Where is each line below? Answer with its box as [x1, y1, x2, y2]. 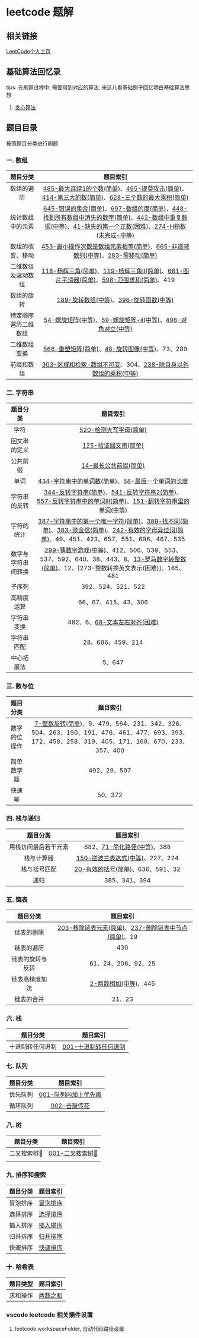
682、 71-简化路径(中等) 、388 [84, 842, 171, 851]
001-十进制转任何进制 [62, 1043, 126, 1051]
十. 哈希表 [6, 1263, 34, 1271]
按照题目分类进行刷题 [6, 140, 58, 147]
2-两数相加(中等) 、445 [89, 980, 156, 988]
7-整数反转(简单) [34, 720, 83, 728]
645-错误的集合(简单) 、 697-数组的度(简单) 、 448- [43, 204, 188, 213]
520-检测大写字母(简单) [79, 426, 147, 434]
